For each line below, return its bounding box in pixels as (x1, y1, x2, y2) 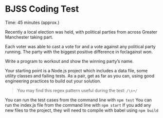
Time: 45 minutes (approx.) (5, 20, 60, 25)
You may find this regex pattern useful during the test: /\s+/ (17, 87, 138, 93)
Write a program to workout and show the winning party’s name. (5, 58, 134, 64)
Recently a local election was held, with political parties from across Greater (5, 29, 158, 35)
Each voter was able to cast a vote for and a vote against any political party (5, 43, 156, 49)
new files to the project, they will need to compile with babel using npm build (5, 107, 159, 113)
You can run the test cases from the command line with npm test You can (5, 97, 152, 103)
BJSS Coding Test (5, 3, 79, 15)
